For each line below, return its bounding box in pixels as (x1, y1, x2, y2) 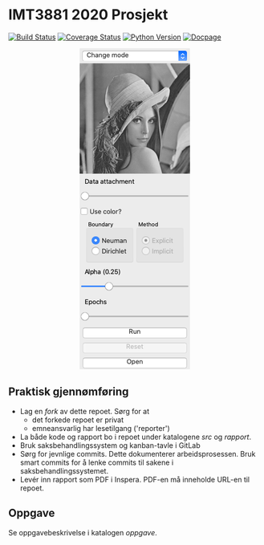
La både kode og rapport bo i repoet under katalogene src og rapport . (19, 432, 251, 441)
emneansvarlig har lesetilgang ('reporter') (31, 423, 170, 433)
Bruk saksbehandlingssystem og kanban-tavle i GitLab (19, 440, 201, 450)
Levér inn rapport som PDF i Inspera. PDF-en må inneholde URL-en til (19, 474, 250, 484)
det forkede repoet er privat (31, 415, 124, 425)
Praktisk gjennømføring (8, 385, 129, 399)
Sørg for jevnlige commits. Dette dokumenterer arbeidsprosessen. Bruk (19, 449, 256, 458)
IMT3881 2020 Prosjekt (8, 6, 169, 24)
